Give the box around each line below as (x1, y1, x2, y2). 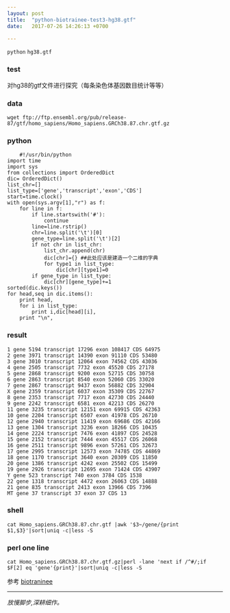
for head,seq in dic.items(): (7, 290, 94, 298)
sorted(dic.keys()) (7, 285, 63, 292)
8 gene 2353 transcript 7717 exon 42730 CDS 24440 (7, 394, 155, 401)
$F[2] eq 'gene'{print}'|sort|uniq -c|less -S (7, 564, 142, 572)
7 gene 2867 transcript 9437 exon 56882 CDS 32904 (7, 381, 155, 389)
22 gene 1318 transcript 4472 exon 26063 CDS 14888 (7, 477, 157, 485)
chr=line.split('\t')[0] (31, 229, 103, 236)
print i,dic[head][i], (31, 309, 97, 316)
